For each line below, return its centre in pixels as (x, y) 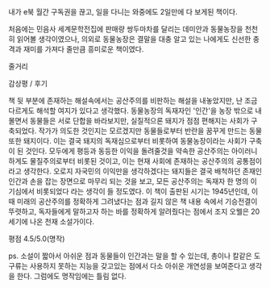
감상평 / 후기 (28, 83)
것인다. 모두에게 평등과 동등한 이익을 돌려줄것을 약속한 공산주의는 (127, 151)
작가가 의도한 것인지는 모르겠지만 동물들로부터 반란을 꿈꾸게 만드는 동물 (150, 131)
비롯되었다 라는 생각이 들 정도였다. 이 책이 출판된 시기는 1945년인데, (143, 191)
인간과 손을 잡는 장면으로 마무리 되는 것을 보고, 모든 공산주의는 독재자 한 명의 (129, 181)
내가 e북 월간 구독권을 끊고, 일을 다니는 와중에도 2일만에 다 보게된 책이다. (123, 12)
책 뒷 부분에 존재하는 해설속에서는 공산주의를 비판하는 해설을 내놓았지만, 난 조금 (133, 100)
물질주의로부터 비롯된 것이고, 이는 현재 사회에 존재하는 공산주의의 (132, 161)
